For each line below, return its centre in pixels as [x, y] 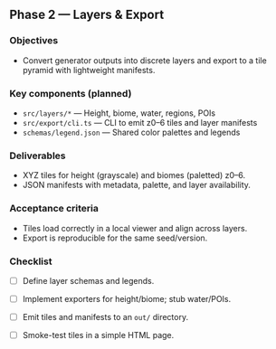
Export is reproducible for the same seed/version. [115, 238]
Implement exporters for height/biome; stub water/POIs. [127, 298]
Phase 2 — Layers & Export [87, 15]
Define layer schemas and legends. [88, 280]
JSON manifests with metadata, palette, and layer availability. [137, 185]
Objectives [34, 41]
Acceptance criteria [54, 209]
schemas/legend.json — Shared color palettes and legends [131, 132]
